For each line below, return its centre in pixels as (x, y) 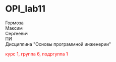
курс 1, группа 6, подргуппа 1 (37, 54)
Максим (14, 28)
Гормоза (14, 23)
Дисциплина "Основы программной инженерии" (58, 44)
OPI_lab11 (25, 9)
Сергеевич (17, 33)
